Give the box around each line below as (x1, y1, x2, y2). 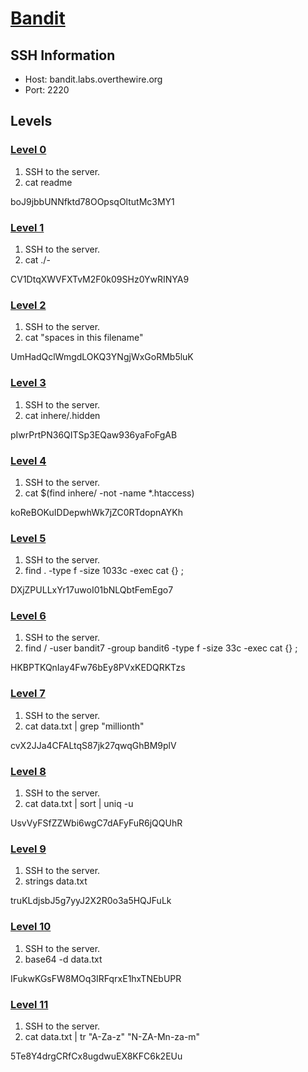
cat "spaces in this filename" (24, 332, 144, 344)
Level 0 (10, 143, 47, 157)
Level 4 (10, 453, 47, 467)
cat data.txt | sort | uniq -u (24, 798, 134, 810)
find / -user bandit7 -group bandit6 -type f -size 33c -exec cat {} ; (24, 642, 298, 654)
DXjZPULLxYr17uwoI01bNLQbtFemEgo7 (10, 584, 174, 596)
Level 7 (10, 687, 46, 701)
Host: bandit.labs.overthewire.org (24, 73, 163, 85)
